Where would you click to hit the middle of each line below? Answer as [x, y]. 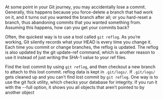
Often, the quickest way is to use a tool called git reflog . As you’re [73, 37]
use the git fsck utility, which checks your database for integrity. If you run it [81, 82]
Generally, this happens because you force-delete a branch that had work [79, 12]
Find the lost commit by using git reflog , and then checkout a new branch [80, 67]
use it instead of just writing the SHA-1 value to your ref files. [66, 57]
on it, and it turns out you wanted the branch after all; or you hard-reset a [78, 17]
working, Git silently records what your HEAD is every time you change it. [78, 42]
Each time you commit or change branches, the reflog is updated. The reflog [82, 47]
